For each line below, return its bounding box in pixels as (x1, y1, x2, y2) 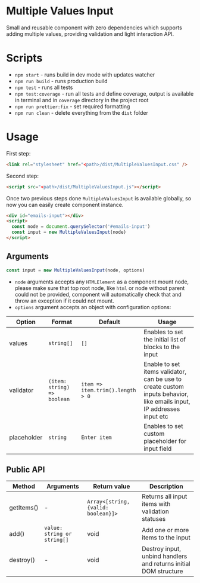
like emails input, (143, 397, 190, 405)
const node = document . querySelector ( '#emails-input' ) (11, 224, 151, 230)
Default (99, 318, 120, 326)
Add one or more (142, 526, 189, 535)
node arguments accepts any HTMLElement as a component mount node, (14, 278, 189, 285)
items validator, (143, 367, 186, 376)
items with (142, 500, 171, 508)
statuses (142, 515, 166, 523)
